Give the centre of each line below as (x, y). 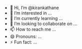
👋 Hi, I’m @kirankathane (34, 8)
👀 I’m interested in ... (31, 13)
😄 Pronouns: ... (26, 36)
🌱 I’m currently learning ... (36, 18)
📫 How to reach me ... (33, 29)
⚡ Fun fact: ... (23, 42)
